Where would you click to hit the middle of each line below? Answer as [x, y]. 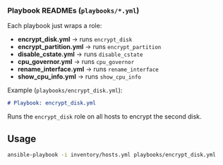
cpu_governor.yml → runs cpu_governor [76, 62]
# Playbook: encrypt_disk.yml [52, 103]
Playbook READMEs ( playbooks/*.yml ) [73, 11]
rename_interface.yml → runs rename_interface [88, 70]
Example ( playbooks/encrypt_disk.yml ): [65, 91]
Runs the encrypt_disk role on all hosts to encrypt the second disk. [105, 117]
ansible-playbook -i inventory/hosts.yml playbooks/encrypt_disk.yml [112, 154]
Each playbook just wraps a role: [55, 26]
